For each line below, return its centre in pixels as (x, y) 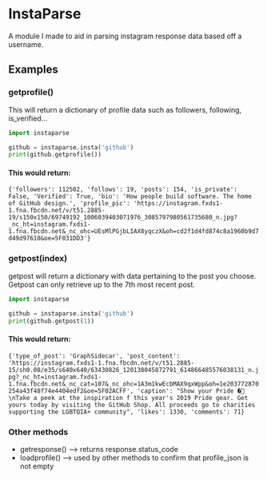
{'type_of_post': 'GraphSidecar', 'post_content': (94, 356)
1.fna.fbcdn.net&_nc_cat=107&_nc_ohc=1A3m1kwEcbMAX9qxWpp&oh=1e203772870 (134, 384)
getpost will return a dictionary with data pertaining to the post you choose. (132, 275)
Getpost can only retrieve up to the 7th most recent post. (102, 284)
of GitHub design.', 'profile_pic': (69, 204)
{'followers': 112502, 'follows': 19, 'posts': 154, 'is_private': (123, 190)
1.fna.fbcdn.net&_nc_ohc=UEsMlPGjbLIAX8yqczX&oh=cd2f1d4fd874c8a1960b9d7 (134, 232)
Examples (33, 70)
